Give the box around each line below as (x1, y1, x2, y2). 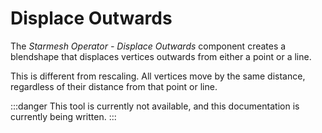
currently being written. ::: (10, 110, 117, 122)
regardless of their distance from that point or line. (10, 80, 218, 92)
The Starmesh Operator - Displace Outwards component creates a (10, 40, 287, 52)
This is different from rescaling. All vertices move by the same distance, (10, 70, 306, 82)
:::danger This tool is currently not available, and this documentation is (10, 100, 300, 112)
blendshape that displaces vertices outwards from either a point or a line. (10, 50, 312, 62)
